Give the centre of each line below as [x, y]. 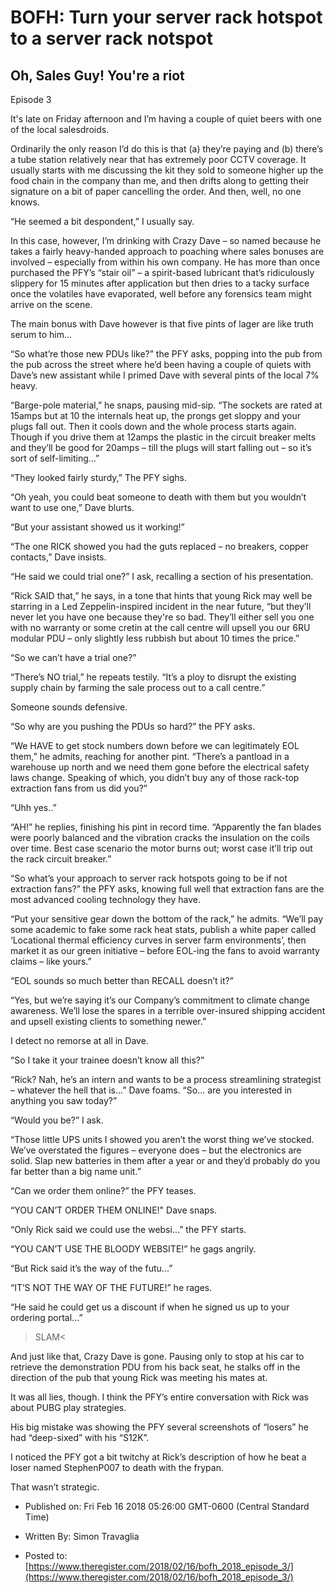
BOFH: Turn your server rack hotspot [166, 17]
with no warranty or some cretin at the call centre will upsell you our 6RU [160, 627]
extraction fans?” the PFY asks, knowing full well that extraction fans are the [167, 889]
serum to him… [41, 334]
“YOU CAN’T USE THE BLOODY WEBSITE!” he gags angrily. [133, 1249]
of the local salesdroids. [60, 129]
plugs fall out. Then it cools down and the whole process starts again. [153, 426]
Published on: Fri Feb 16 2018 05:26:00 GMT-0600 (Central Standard [167, 1506]
